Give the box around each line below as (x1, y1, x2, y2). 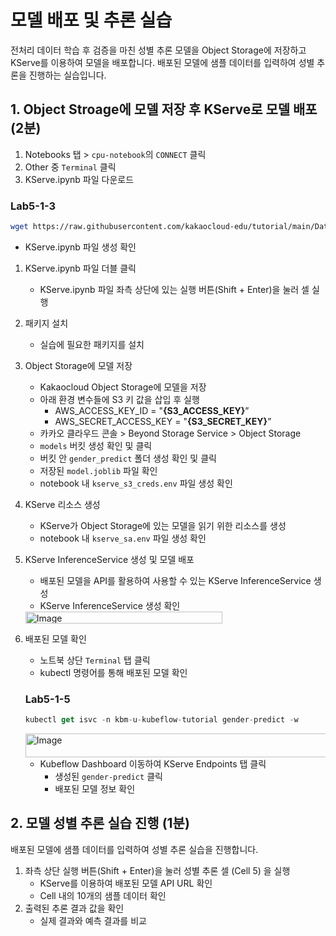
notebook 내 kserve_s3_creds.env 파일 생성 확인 (39, 477, 233, 489)
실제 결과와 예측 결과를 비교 (39, 914, 147, 926)
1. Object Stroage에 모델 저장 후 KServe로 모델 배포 (10, 101, 318, 118)
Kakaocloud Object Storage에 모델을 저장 (39, 381, 207, 393)
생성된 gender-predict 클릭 (54, 771, 163, 783)
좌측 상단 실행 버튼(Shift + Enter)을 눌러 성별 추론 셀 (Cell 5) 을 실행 (24, 864, 291, 876)
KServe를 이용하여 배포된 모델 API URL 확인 (39, 877, 213, 889)
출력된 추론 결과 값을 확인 (24, 902, 125, 914)
